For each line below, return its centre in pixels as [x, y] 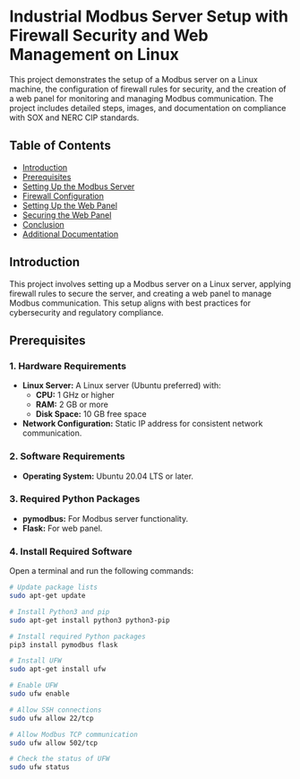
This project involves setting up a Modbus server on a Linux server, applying [150, 283]
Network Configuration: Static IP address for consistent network [142, 424]
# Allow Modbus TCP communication [74, 734]
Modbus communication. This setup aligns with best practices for [130, 303]
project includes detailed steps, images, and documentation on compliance [148, 108]
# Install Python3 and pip [60, 611]
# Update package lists [54, 588]
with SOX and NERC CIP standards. [74, 117]
